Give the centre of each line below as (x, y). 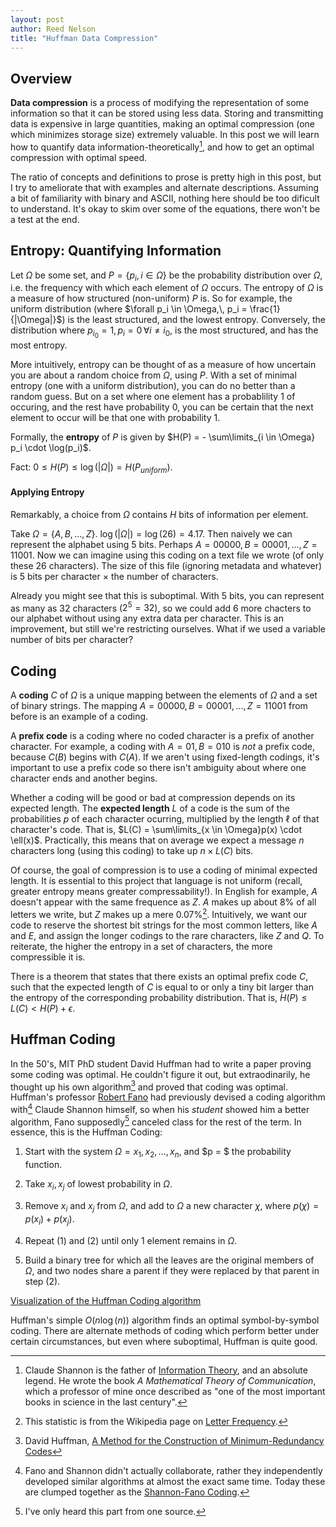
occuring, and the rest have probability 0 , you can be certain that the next (162, 407)
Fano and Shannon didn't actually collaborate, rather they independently (173, 1470)
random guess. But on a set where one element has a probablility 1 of (153, 396)
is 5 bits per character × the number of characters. (114, 576)
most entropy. (39, 345)
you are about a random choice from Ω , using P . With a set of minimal (153, 375)
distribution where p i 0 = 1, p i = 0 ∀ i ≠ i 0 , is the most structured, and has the (164, 332)
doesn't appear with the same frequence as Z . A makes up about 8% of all (163, 902)
